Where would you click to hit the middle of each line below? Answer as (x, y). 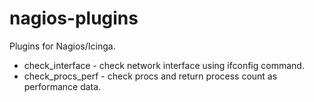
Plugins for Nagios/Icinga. (62, 46)
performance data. (62, 86)
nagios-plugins (74, 18)
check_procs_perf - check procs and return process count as (150, 76)
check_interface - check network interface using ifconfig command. (164, 65)
